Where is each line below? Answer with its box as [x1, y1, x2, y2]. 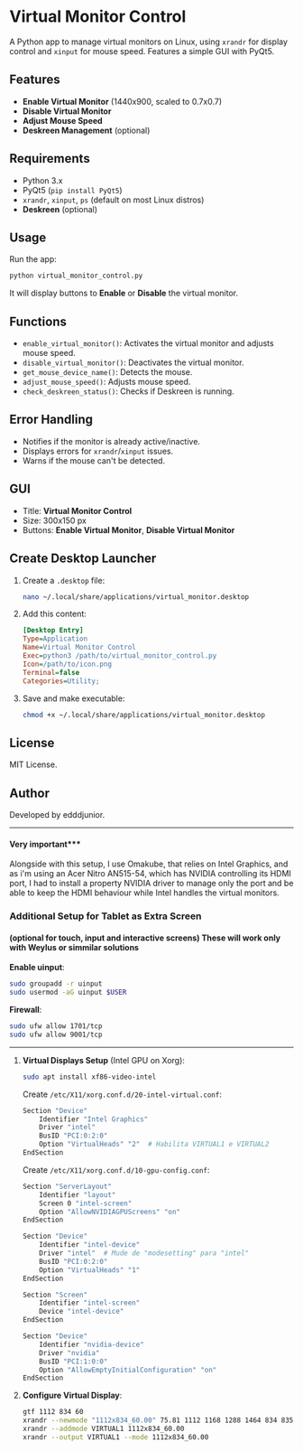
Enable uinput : [9, 962, 65, 973]
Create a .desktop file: [22, 575, 106, 585]
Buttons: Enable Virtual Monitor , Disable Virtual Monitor [22, 524, 235, 535]
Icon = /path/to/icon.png [22, 660, 113, 669]
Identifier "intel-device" [39, 1240, 141, 1250]
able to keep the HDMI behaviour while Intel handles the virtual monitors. [9, 887, 280, 898]
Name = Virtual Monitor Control [22, 643, 137, 652]
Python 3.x [22, 174, 63, 186]
